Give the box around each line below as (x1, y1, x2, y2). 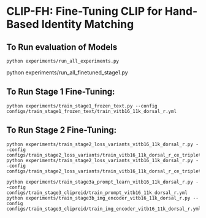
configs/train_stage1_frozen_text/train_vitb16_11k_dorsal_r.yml (6, 108, 177, 114)
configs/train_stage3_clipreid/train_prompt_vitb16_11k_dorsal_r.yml (6, 189, 188, 196)
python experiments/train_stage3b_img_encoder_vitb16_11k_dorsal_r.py (6, 195, 191, 201)
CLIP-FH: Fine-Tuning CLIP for (6, 4, 162, 18)
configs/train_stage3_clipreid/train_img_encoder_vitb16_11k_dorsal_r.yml (6, 206, 202, 212)
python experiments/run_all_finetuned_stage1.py (6, 69, 128, 76)
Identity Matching (41, 17, 134, 31)
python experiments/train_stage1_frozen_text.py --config (6, 103, 158, 109)
